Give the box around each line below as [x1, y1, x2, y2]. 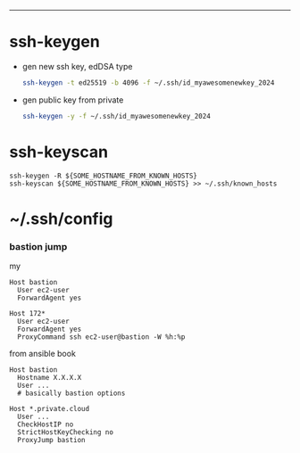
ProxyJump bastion [17, 436, 87, 445]
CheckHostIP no [17, 420, 74, 429]
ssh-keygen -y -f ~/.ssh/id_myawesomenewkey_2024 [21, 111, 212, 120]
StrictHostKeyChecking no [17, 428, 114, 437]
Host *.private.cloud [9, 405, 90, 414]
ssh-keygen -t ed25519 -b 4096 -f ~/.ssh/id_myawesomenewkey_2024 [21, 78, 275, 87]
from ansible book [9, 349, 76, 359]
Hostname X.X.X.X [17, 374, 82, 383]
